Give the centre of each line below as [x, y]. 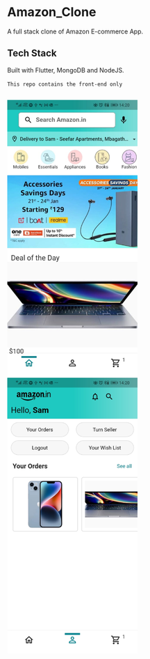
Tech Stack [32, 53]
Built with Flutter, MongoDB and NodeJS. [66, 70]
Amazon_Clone [52, 12]
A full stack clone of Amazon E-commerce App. [75, 31]
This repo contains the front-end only [65, 84]
